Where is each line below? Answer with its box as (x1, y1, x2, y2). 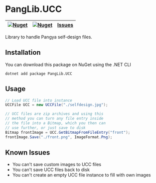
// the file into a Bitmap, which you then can (5, 121, 106, 126)
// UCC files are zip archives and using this (5, 111, 104, 116)
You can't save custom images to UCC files (12, 162, 101, 168)
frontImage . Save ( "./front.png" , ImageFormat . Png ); (5, 134, 113, 140)
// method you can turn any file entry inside (5, 116, 104, 121)
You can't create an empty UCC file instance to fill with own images (12, 172, 151, 178)
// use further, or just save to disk (5, 125, 86, 130)
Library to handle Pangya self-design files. (5, 34, 92, 40)
